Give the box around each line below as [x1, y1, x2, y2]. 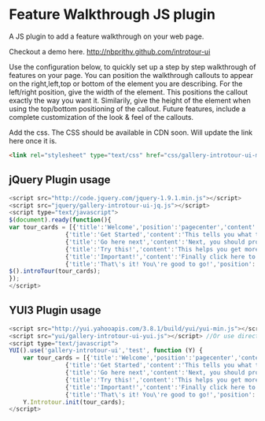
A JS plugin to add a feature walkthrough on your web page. [9, 32, 204, 41]
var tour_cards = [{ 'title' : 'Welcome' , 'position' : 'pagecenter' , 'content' [9, 223, 256, 232]
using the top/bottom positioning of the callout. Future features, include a [9, 104, 246, 114]
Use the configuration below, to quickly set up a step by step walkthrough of [9, 61, 256, 72]
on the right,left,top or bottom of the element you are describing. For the [9, 79, 243, 88]
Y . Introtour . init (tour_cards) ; [23, 398, 126, 406]
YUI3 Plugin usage [9, 304, 101, 317]
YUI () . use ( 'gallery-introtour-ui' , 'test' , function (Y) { [9, 347, 203, 355]
